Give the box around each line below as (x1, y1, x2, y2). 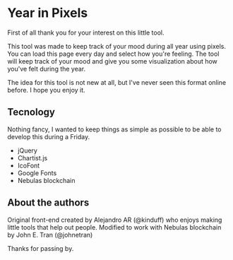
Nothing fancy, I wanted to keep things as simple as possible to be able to (7, 125, 222, 134)
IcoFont (17, 161, 40, 170)
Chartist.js (17, 153, 48, 162)
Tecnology (7, 106, 55, 118)
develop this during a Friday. (7, 132, 90, 141)
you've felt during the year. (7, 64, 86, 73)
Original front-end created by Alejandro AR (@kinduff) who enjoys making (7, 215, 222, 224)
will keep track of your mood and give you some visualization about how (7, 57, 217, 65)
